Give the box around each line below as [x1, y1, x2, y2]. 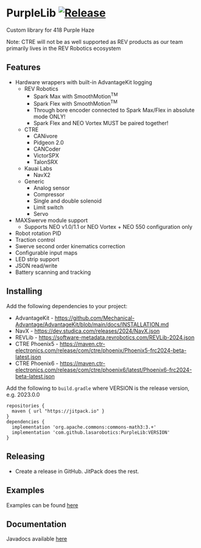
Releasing [6, 452, 45, 462]
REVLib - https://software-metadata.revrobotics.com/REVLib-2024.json [15, 333, 195, 341]
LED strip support [15, 256, 60, 263]
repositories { [6, 403, 45, 409]
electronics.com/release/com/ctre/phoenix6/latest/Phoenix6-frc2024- [15, 366, 192, 373]
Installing [6, 286, 43, 297]
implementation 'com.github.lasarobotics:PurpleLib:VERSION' [12, 429, 171, 436]
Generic [24, 178, 44, 186]
